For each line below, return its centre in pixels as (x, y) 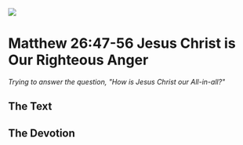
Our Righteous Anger (78, 60)
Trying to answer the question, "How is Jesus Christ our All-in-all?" (117, 82)
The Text (30, 106)
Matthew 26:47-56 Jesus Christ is (122, 43)
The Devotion (42, 133)
